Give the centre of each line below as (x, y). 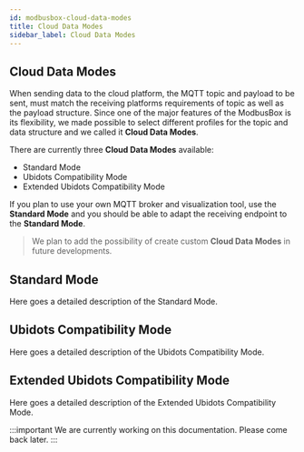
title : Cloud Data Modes (56, 26)
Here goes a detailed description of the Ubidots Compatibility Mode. (137, 352)
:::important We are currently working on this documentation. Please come (148, 429)
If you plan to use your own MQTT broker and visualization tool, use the (143, 205)
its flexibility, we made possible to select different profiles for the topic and (149, 123)
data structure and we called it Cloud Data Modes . (104, 132)
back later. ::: (34, 439)
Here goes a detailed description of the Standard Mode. (113, 301)
